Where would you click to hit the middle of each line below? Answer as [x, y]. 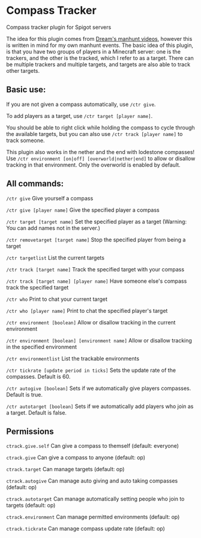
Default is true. [25, 394]
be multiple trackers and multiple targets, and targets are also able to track [98, 64]
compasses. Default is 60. [38, 376]
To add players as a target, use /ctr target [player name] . [79, 116]
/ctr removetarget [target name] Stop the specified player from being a [96, 240]
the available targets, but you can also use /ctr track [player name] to [94, 134]
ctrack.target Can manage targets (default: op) [65, 469]
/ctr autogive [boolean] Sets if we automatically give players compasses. [99, 388]
